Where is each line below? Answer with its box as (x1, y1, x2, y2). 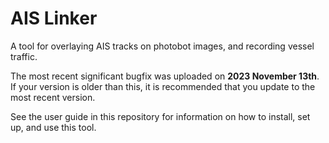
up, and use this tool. (10, 121, 97, 133)
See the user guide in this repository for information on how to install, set (10, 110, 311, 122)
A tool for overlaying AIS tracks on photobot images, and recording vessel (10, 40, 315, 52)
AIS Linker (10, 7, 98, 30)
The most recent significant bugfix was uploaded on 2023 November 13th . (10, 70, 320, 82)
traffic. (10, 50, 38, 62)
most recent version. (10, 91, 96, 103)
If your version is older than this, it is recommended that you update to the (10, 80, 316, 92)
